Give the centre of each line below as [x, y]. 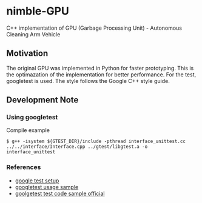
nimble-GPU [38, 11]
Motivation [27, 54]
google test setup [37, 181]
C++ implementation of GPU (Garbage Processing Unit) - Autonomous [94, 28]
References [24, 167]
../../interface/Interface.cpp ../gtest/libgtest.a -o [77, 147]
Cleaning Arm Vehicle [33, 34]
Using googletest [32, 118]
